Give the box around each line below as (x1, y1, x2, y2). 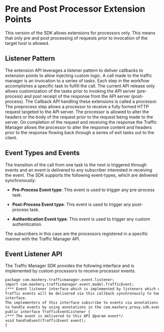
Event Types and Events (5, 149, 80, 157)
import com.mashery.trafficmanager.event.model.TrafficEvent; (5, 282, 134, 287)
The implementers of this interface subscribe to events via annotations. (5, 300, 161, 305)
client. (5, 135, 18, 140)
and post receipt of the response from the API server (23, 93, 130, 99)
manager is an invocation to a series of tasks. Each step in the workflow (5, 78, 150, 83)
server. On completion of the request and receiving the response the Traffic (5, 119, 157, 125)
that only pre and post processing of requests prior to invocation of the (5, 35, 148, 41)
